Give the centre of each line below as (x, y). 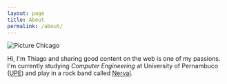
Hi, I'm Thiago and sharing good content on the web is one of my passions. (114, 59)
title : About (26, 20)
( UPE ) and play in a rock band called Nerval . (70, 73)
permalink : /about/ (35, 26)
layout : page (26, 13)
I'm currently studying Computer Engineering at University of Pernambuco (113, 66)
